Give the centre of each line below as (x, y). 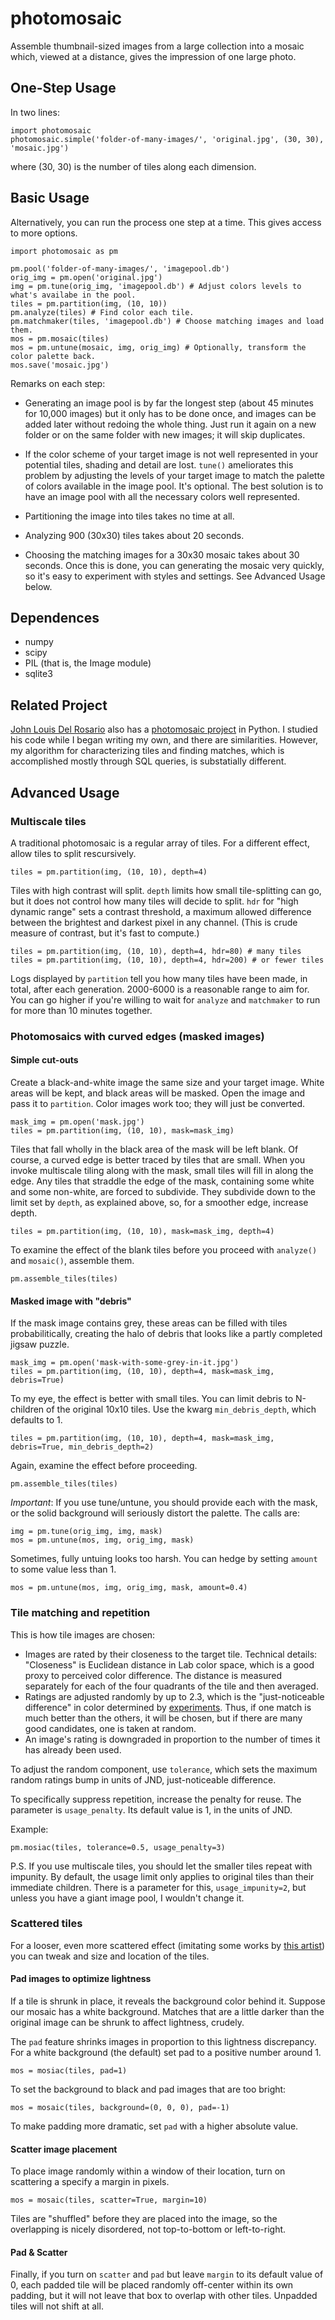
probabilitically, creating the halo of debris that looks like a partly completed (166, 1334)
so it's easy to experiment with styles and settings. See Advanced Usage (175, 576)
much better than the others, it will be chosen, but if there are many (163, 1718)
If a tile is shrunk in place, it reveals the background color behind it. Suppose (168, 2001)
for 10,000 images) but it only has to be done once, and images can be (170, 413)
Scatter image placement (64, 2149)
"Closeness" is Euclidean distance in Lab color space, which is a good (169, 1664)
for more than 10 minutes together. (81, 1010)
